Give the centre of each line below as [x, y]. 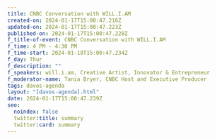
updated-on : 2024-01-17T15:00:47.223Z [64, 27]
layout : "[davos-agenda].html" [53, 92]
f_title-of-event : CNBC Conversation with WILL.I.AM [87, 40]
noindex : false [36, 112]
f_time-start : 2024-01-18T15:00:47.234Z [68, 53]
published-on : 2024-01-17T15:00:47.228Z [68, 33]
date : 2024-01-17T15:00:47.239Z [55, 99]
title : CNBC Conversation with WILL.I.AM [69, 14]
